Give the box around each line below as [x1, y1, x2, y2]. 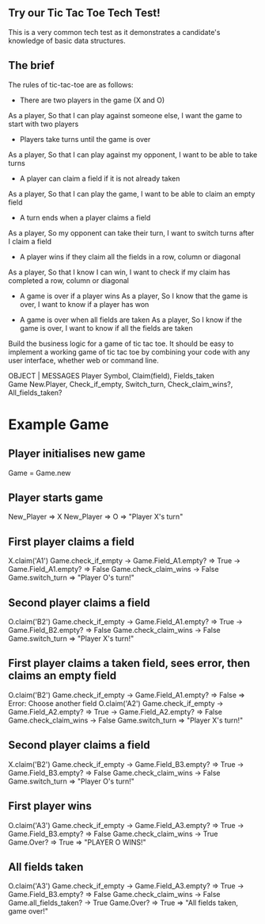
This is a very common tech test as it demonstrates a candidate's [8, 27, 221, 36]
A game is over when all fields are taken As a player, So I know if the [19, 315, 243, 324]
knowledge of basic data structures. [8, 36, 127, 45]
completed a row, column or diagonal [8, 275, 129, 285]
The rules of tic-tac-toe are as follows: [8, 79, 134, 90]
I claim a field [8, 236, 52, 246]
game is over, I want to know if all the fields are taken [19, 323, 194, 332]
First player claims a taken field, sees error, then [8, 657, 251, 670]
